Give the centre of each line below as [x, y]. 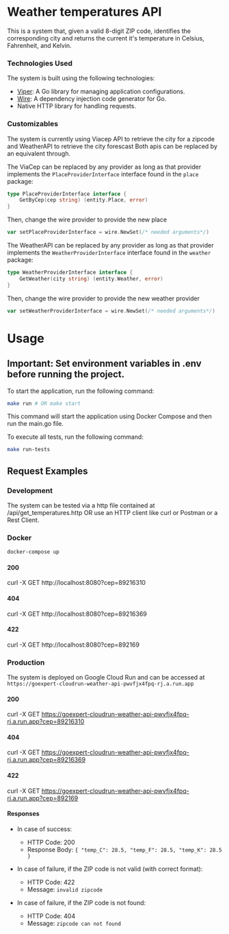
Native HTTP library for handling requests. [77, 106]
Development [30, 490]
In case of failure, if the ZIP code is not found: [81, 902]
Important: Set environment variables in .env [104, 364]
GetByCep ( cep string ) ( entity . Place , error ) [84, 200]
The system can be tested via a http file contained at [81, 505]
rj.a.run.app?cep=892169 [43, 798]
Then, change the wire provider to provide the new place [87, 219]
